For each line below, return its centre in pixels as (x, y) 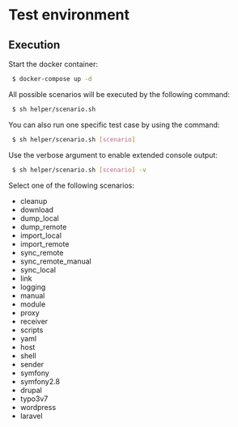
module (33, 304)
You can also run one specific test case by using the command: (114, 125)
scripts (32, 330)
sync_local (38, 269)
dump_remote (43, 226)
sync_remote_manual (55, 261)
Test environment (69, 15)
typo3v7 (34, 399)
